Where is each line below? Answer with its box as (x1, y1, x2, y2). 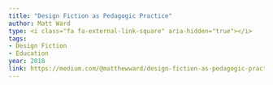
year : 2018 (8, 57, 45, 66)
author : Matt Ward (8, 19, 71, 28)
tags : (8, 34, 27, 43)
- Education (8, 49, 49, 57)
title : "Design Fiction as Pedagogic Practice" (8, 11, 173, 20)
